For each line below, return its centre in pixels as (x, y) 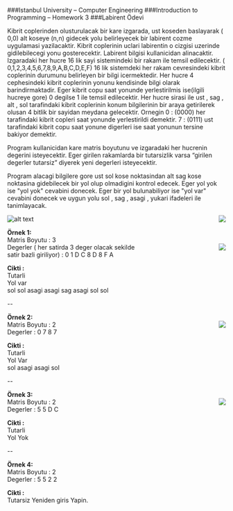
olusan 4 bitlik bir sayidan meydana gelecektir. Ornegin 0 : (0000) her (106, 112)
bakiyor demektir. (32, 134)
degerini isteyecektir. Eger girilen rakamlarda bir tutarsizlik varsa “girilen (110, 155)
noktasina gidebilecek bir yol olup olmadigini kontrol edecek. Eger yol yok (112, 183)
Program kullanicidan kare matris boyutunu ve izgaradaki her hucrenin (107, 148)
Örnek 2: (20, 317)
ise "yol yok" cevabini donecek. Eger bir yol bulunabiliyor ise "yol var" (107, 191)
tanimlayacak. (27, 205)
